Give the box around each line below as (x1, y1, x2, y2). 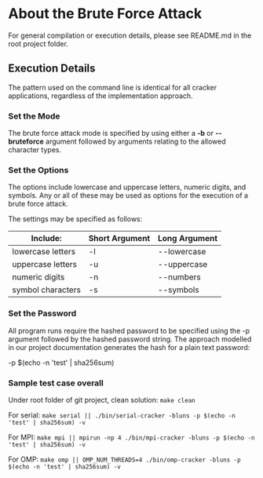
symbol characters (12, 284, 81, 295)
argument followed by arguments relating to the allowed (46, 137, 226, 146)
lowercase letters (12, 246, 76, 257)
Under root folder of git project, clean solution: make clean (8, 395, 196, 404)
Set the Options (8, 164, 69, 175)
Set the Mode (8, 111, 60, 122)
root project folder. (8, 38, 69, 48)
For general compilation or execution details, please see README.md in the (8, 31, 252, 40)
